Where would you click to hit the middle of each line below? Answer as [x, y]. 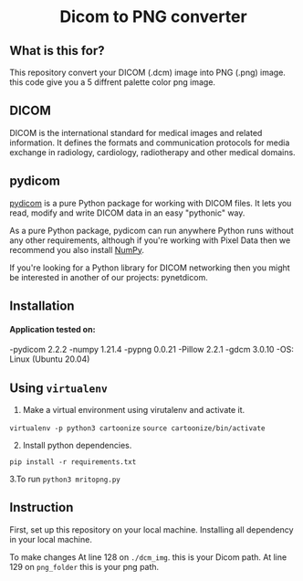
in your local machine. [51, 539]
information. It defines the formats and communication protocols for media [150, 143]
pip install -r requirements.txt [73, 462]
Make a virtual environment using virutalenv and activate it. [134, 410]
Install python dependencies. [77, 446]
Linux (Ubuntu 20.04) [50, 359]
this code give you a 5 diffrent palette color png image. [113, 82]
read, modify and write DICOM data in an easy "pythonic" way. [127, 213]
